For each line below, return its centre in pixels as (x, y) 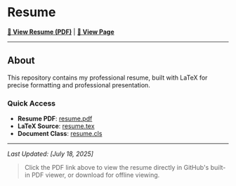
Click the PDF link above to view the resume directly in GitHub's (117, 168)
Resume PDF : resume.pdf (55, 119)
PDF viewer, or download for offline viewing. (96, 175)
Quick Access (32, 103)
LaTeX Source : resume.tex (56, 126)
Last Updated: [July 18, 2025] (50, 154)
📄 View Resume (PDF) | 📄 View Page (61, 32)
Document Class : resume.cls (60, 134)
